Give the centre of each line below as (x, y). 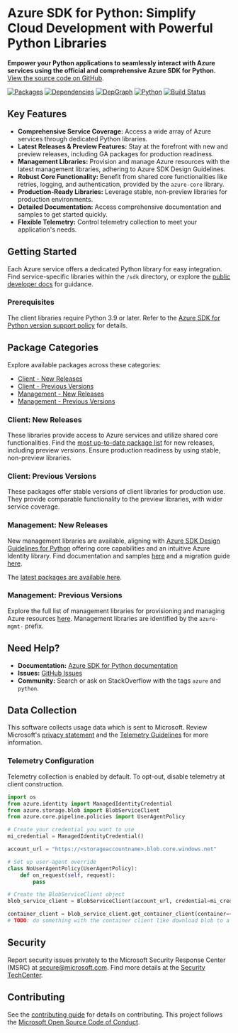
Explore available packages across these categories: (84, 364)
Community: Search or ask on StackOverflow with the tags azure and (119, 681)
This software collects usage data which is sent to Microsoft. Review (107, 728)
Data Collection (42, 711)
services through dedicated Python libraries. (83, 139)
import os (22, 797)
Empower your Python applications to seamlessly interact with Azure (112, 63)
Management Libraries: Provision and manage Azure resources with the (124, 161)
